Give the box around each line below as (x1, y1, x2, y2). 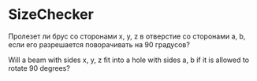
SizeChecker (8, 6, 95, 24)
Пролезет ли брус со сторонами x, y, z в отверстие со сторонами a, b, (8, 31, 246, 41)
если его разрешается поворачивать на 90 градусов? (8, 39, 191, 49)
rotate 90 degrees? (8, 63, 71, 72)
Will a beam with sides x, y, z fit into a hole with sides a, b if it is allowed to (8, 55, 250, 64)
